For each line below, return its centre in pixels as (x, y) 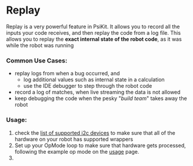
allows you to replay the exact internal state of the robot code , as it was (94, 39)
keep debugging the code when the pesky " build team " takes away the (101, 98)
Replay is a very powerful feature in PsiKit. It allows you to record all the (93, 26)
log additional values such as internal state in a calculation (94, 79)
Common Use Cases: (37, 61)
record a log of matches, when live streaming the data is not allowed (97, 92)
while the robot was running (40, 45)
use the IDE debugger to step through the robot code (88, 86)
